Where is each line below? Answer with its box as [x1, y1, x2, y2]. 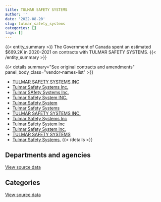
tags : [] [5, 30, 23, 35]
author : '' [5, 12, 28, 17]
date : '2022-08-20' [5, 16, 46, 21]
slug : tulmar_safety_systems [5, 21, 65, 26]
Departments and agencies [5, 151, 91, 159]
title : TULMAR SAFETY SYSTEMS [5, 7, 68, 12]
